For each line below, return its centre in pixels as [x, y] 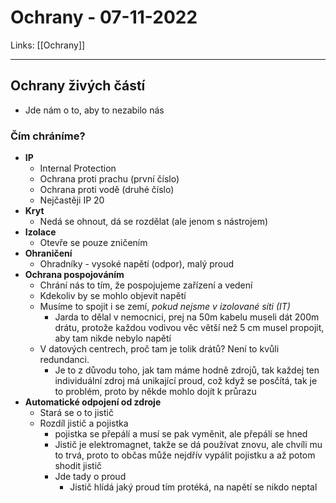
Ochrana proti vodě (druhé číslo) [107, 190]
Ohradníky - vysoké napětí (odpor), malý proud [137, 264]
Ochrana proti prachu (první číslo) [109, 179]
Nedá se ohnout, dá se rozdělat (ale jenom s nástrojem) [154, 222]
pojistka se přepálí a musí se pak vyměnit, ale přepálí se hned [181, 434]
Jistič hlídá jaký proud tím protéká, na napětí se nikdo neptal [193, 487]
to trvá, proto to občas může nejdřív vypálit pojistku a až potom [185, 455]
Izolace [40, 232]
